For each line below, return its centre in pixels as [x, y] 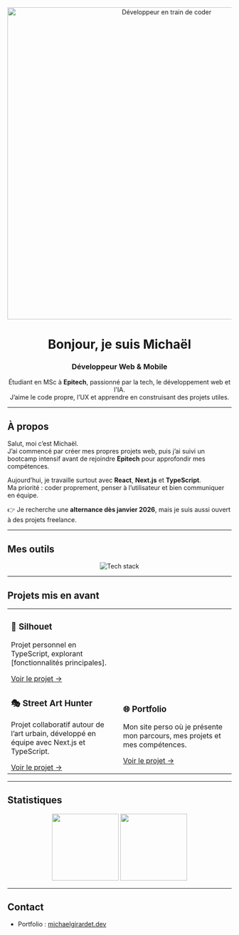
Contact [26, 907]
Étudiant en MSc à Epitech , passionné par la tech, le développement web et [119, 382]
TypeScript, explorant [47, 653]
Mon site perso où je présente [173, 727]
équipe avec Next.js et [48, 742]
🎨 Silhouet [32, 627]
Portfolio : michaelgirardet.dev [62, 924]
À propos [28, 426]
